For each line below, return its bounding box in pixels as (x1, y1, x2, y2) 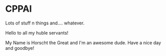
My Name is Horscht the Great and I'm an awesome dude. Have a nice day (5, 39, 161, 46)
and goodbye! (5, 45, 35, 51)
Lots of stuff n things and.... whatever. (5, 20, 85, 26)
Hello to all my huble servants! (5, 30, 69, 36)
